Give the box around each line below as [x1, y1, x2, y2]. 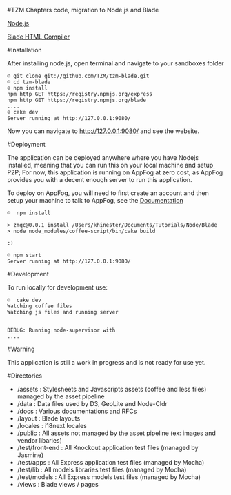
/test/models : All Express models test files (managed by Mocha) [17, 473, 201, 481]
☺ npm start [7, 252, 41, 259]
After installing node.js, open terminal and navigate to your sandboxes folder [7, 59, 224, 68]
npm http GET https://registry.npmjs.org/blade [7, 97, 147, 103]
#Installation [7, 46, 43, 54]
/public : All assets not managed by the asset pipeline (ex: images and [17, 429, 216, 437]
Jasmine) [17, 451, 44, 459]
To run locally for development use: [7, 283, 108, 292]
